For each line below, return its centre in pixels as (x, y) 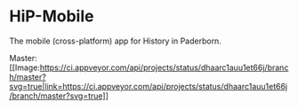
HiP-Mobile (52, 16)
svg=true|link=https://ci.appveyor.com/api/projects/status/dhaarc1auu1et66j (148, 86)
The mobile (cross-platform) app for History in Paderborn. (116, 41)
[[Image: (24, 67)
